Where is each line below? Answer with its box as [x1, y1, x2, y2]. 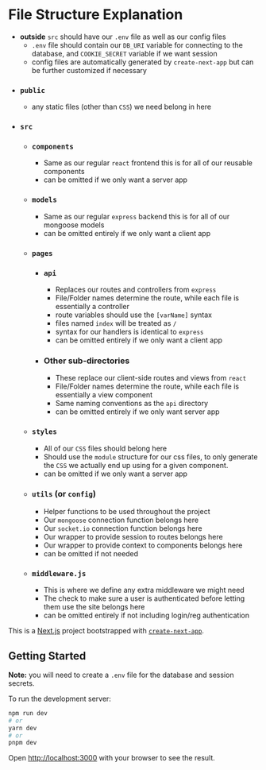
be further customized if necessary [31, 65, 147, 75]
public [19, 86, 46, 95]
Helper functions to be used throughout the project [43, 506, 210, 516]
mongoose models [43, 220, 105, 230]
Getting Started [8, 649, 87, 663]
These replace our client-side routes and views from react [55, 373, 247, 383]
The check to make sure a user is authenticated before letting [43, 594, 245, 603]
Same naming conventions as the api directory [55, 399, 209, 408]
